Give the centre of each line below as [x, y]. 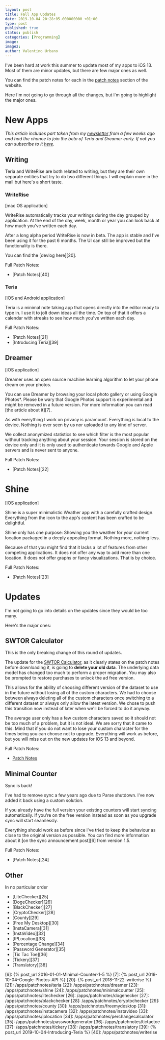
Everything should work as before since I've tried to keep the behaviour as [80, 830]
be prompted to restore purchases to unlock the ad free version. [70, 678]
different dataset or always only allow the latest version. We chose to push [80, 703]
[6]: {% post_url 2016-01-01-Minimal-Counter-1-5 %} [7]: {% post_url [75, 974]
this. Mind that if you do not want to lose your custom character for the [77, 728]
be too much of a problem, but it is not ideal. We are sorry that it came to [79, 723]
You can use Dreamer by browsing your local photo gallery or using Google [81, 394]
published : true [22, 28]
